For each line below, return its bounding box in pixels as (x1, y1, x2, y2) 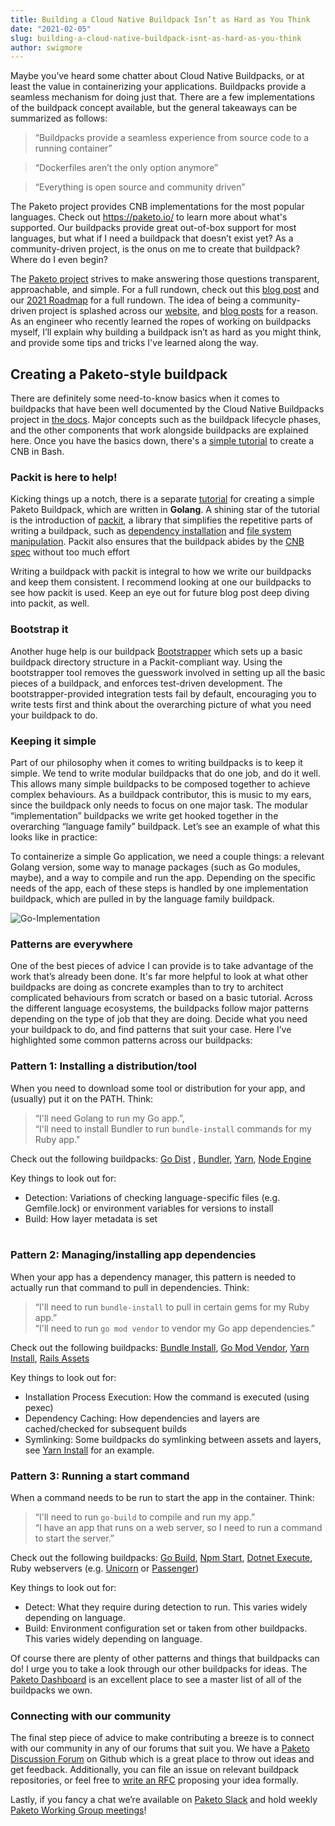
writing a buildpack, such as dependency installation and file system (10, 525, 292, 537)
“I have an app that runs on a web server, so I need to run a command (34, 1522, 323, 1534)
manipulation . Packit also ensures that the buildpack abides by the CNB (10, 536, 305, 548)
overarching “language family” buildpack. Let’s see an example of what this (10, 820, 321, 832)
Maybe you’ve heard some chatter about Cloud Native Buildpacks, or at (10, 70, 305, 82)
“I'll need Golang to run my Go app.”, (34, 1112, 185, 1124)
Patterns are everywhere (10, 937, 133, 951)
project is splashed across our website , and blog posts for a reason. (38, 305, 319, 317)
